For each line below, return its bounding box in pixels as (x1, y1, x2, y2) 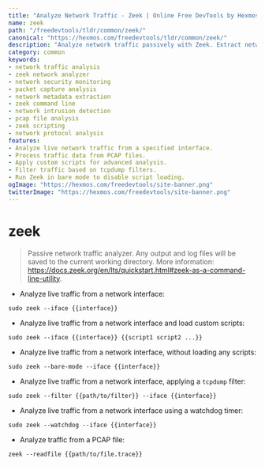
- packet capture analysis (8, 85, 97, 93)
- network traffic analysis (8, 63, 101, 71)
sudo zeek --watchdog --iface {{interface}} (8, 421, 157, 429)
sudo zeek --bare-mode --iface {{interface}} (8, 362, 160, 370)
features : (8, 136, 41, 145)
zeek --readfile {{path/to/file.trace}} (8, 450, 144, 458)
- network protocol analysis (8, 129, 104, 137)
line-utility (27, 274, 61, 283)
